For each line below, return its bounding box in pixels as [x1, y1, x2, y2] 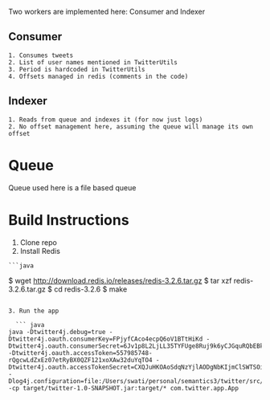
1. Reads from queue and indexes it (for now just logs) [8, 116, 203, 124]
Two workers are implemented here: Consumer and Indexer [8, 7, 206, 16]
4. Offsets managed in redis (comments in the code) [8, 72, 189, 80]
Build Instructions [8, 210, 130, 229]
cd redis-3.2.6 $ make [53, 284, 128, 294]
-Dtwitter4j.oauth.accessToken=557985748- [8, 349, 153, 357]
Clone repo [19, 237, 58, 247]
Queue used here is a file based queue [8, 182, 137, 192]
